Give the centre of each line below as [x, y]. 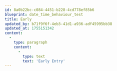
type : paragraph [31, 42]
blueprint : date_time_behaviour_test [44, 14]
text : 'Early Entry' [44, 61]
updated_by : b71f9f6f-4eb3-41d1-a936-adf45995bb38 [58, 24]
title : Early [18, 19]
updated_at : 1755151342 [29, 28]
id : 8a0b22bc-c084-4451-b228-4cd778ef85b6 [49, 10]
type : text [34, 56]
